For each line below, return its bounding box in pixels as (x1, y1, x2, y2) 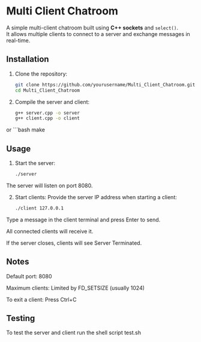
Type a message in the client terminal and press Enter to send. (6, 216, 161, 223)
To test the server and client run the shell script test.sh (6, 329, 141, 337)
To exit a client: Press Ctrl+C (6, 296, 77, 303)
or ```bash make (6, 126, 45, 133)
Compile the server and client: (14, 98, 90, 106)
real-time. (6, 37, 31, 44)
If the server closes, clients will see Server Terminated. (6, 239, 142, 247)
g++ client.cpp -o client (14, 115, 80, 121)
